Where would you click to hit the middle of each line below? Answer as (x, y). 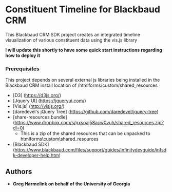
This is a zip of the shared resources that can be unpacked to (85, 133)
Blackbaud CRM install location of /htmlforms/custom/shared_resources (82, 85)
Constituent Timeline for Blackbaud (83, 9)
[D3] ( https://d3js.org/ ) (37, 95)
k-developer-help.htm (36, 156)
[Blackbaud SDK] (31, 144)
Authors (19, 171)
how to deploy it (23, 55)
